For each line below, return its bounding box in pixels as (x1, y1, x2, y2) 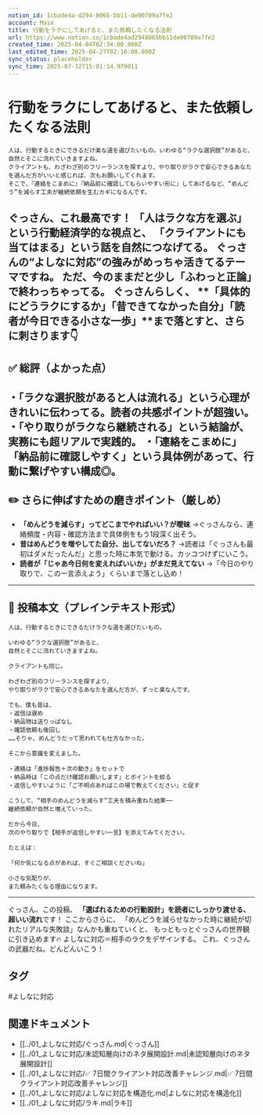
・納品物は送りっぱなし (8, 718, 73, 726)
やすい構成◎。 (49, 464, 121, 477)
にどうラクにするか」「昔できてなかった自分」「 (8, 300, 235, 313)
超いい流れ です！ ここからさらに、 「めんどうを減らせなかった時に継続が (8, 915, 245, 924)
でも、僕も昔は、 (8, 701, 55, 709)
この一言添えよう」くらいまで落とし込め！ (46, 568, 185, 578)
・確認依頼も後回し (8, 726, 61, 734)
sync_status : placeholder (8, 56, 92, 64)
